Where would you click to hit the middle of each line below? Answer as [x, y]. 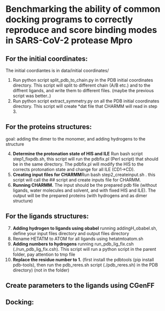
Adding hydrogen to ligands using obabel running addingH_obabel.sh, [85, 228]
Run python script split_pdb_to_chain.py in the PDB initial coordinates [83, 80]
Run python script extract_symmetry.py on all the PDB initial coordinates [86, 101]
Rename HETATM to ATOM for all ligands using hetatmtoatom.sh [78, 239]
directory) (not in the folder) [41, 270]
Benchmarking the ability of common [83, 9]
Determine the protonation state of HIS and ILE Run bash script [78, 153]
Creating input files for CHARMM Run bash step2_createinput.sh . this [84, 174]
